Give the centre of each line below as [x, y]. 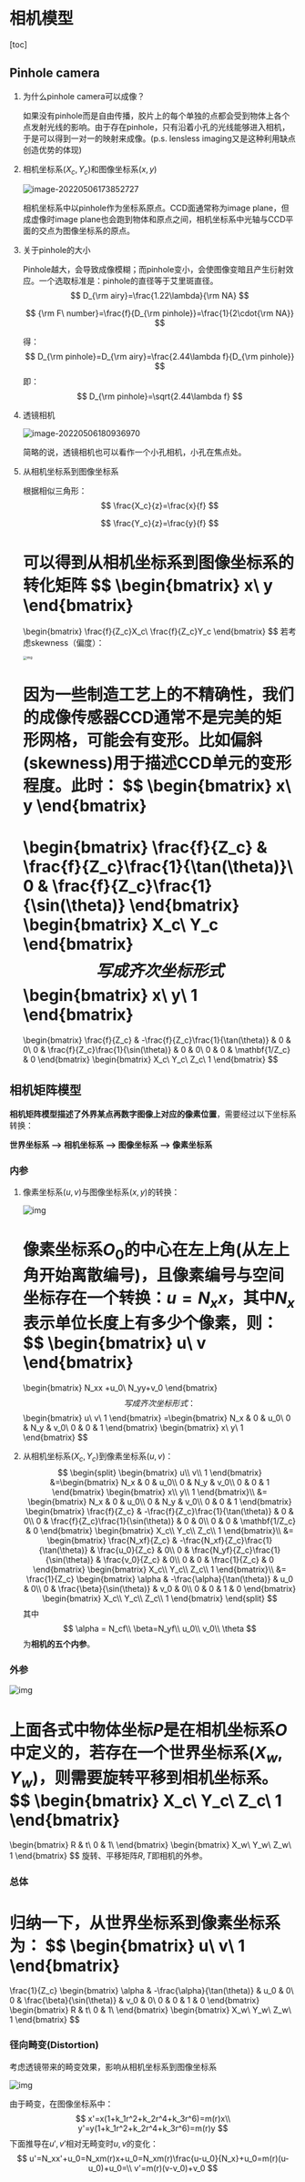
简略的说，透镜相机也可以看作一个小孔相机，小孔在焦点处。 [134, 452]
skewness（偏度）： [67, 643]
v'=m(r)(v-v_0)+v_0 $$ [176, 2167]
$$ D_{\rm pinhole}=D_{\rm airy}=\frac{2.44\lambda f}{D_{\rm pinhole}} [160, 356]
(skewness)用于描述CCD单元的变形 [157, 764]
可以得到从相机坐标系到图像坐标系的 [158, 562]
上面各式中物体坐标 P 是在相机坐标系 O [148, 1730]
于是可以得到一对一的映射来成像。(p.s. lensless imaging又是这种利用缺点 [159, 138]
